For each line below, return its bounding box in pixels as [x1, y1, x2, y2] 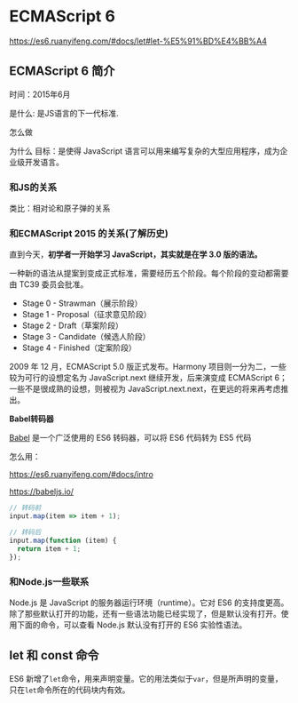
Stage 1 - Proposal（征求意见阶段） [21, 309, 152, 320]
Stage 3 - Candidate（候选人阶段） [21, 332, 151, 342]
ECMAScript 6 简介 [9, 64, 115, 79]
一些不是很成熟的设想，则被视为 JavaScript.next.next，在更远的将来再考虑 [9, 384, 281, 395]
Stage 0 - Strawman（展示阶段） [21, 298, 143, 308]
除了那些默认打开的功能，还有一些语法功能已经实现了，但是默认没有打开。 [9, 608, 281, 619]
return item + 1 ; [17, 544, 82, 553]
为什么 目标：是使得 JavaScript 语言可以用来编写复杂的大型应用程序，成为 [9, 145, 281, 156]
